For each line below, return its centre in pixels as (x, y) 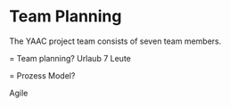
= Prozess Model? (42, 75)
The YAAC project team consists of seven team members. (115, 41)
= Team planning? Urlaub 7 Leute (70, 58)
